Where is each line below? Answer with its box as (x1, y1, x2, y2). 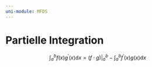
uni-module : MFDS (5, 8, 48, 15)
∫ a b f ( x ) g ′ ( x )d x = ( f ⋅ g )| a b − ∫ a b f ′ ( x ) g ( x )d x (49, 53, 147, 62)
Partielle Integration (5, 33, 104, 47)
